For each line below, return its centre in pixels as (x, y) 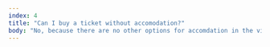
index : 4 (23, 16)
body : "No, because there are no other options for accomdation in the (131, 30)
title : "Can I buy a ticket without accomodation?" (96, 23)
